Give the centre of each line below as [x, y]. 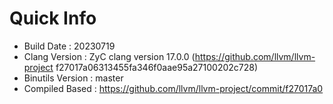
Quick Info [53, 18]
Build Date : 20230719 [69, 46]
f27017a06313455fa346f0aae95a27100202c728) [157, 67]
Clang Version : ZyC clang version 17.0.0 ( [109, 56]
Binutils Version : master [73, 78]
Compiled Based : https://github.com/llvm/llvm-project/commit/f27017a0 [173, 88]
